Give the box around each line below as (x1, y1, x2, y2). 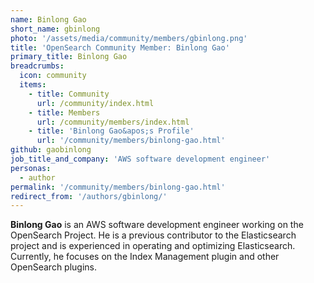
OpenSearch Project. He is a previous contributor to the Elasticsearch (10, 229, 297, 241)
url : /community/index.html (36, 98, 155, 108)
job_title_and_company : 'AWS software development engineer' (10, 154, 271, 164)
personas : (10, 163, 52, 173)
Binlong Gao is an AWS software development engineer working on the (10, 219, 304, 231)
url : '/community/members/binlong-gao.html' (36, 136, 226, 146)
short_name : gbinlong (10, 24, 101, 34)
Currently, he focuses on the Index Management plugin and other (10, 251, 280, 263)
